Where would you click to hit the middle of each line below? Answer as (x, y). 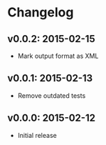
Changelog (41, 12)
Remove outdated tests (52, 95)
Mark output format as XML (58, 56)
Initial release (37, 135)
